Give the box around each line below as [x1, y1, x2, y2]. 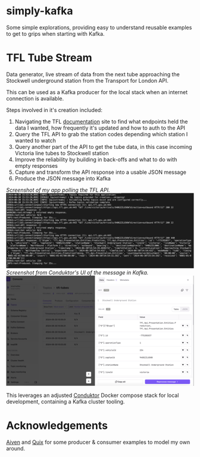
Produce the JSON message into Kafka [14, 174, 111, 182]
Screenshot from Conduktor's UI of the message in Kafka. [6, 269, 149, 276]
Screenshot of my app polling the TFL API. [6, 186, 110, 193]
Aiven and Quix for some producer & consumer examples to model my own [6, 439, 190, 446]
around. [6, 445, 26, 452]
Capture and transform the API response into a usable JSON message [14, 168, 186, 176]
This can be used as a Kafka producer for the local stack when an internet [6, 88, 188, 96]
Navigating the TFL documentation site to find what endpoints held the [14, 118, 188, 125]
